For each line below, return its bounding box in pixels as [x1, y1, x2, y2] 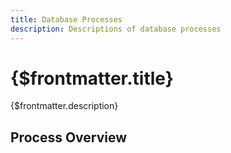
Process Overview [10, 129, 128, 146]
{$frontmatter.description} [10, 100, 119, 112]
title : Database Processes [10, 14, 123, 25]
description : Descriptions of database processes [10, 24, 222, 34]
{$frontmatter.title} [10, 67, 174, 90]
